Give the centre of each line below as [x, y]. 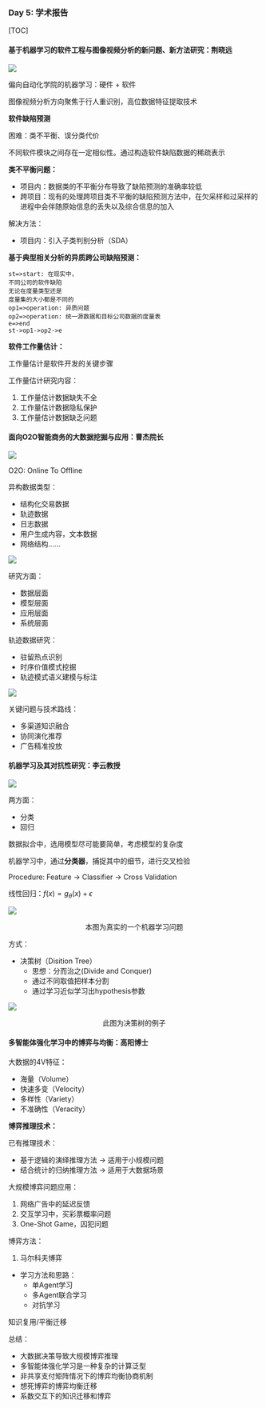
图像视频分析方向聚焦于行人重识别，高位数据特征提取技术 [103, 101]
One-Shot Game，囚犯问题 [64, 1224]
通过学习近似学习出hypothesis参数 [88, 990]
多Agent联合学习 [59, 1294]
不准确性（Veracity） [55, 1109]
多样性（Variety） [49, 1098]
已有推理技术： [33, 1142]
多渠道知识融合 [44, 726]
